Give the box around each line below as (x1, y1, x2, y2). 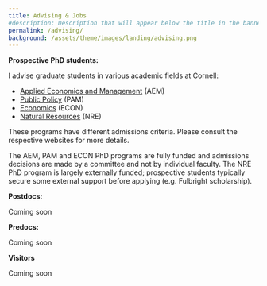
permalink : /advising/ (8, 26, 83, 34)
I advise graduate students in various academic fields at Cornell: (8, 71, 219, 80)
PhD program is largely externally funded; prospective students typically (8, 168, 246, 177)
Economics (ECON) (19, 103, 83, 113)
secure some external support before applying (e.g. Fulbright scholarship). (8, 176, 253, 186)
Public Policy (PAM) (19, 95, 85, 104)
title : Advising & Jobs (8, 11, 87, 20)
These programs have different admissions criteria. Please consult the (8, 127, 238, 137)
